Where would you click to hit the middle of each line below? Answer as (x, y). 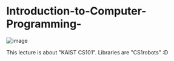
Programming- (44, 24)
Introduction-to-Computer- (76, 11)
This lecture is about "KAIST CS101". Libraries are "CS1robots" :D (87, 52)
